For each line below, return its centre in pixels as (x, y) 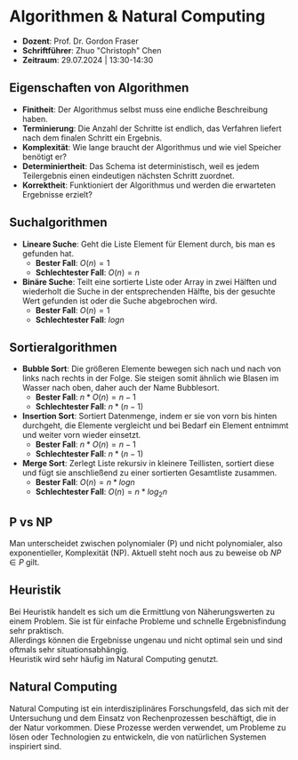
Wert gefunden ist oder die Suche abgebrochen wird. (120, 301)
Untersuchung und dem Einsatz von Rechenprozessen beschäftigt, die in (143, 717)
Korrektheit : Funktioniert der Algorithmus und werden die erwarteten (149, 185)
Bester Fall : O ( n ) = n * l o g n (85, 482)
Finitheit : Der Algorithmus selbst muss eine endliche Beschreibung (145, 109)
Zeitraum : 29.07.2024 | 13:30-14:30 (88, 60)
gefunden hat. (48, 253)
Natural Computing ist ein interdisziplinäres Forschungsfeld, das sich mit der (149, 708)
